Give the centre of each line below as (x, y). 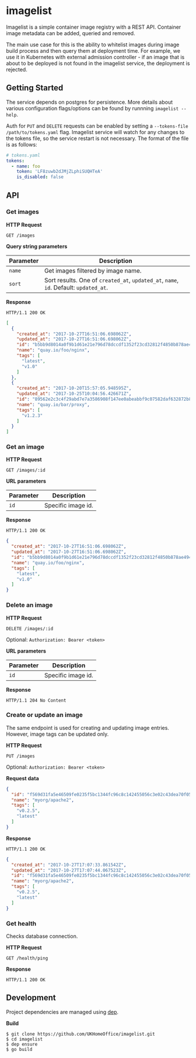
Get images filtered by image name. (93, 271)
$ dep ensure (22, 1044)
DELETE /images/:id (30, 629)
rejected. (17, 69)
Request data (22, 778)
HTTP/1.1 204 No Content (36, 700)
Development (31, 998)
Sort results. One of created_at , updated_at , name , (111, 280)
